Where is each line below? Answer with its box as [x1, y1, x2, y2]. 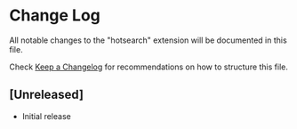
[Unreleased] [9, 87, 84, 102]
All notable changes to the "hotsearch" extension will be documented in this [9, 35, 287, 45]
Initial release [21, 110, 71, 121]
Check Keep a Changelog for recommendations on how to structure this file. [9, 61, 289, 72]
